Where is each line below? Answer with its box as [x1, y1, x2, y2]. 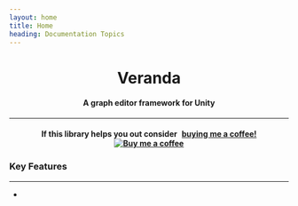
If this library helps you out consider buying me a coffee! [41, 129, 257, 139]
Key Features [9, 161, 68, 173]
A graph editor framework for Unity [82, 98, 216, 108]
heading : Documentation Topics [9, 29, 125, 38]
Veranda [116, 67, 182, 88]
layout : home [9, 12, 58, 22]
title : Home [9, 21, 53, 30]
